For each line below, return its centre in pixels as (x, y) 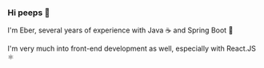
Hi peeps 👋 (29, 13)
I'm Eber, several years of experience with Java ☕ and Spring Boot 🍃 (120, 30)
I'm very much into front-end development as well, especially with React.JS (132, 49)
